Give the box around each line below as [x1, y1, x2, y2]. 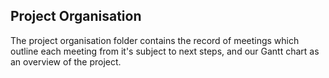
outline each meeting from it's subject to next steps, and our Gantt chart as [10, 45, 320, 57]
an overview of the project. [10, 55, 122, 68]
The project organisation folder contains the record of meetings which [10, 34, 300, 46]
